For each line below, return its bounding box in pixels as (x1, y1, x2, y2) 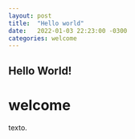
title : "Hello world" (8, 19, 84, 27)
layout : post (8, 11, 52, 20)
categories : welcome (8, 34, 78, 43)
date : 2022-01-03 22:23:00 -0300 (8, 27, 128, 35)
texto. (8, 122, 28, 133)
